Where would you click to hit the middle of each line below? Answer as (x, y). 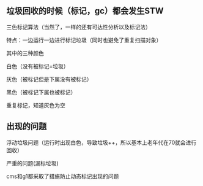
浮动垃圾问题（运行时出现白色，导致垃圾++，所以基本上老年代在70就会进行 (102, 142)
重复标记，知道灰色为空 (36, 105)
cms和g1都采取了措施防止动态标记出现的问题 (63, 176)
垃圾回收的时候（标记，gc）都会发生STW (85, 11)
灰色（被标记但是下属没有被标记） (49, 79)
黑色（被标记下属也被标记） (41, 92)
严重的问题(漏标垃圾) (33, 163)
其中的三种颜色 (25, 53)
